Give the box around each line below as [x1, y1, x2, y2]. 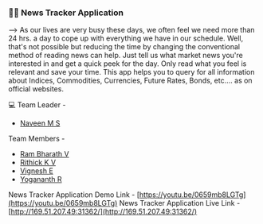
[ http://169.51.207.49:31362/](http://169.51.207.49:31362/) [8, 207, 198, 217]
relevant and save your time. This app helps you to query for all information [8, 68, 255, 77]
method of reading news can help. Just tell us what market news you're [8, 51, 243, 60]
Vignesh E [19, 166, 53, 176]
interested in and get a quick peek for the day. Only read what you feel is [8, 59, 247, 68]
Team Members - [8, 134, 65, 144]
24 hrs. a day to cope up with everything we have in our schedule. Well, [8, 33, 244, 43]
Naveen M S [19, 118, 61, 128]
